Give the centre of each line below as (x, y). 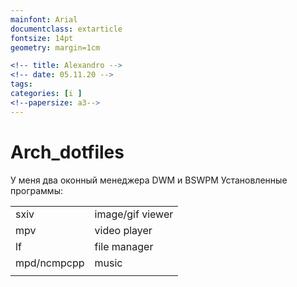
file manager (124, 246)
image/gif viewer (134, 214)
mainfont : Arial (44, 19)
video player (123, 230)
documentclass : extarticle (66, 29)
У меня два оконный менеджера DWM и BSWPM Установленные (149, 180)
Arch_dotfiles (67, 152)
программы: (36, 190)
